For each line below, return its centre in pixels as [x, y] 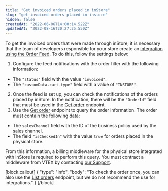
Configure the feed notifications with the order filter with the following [86, 64]
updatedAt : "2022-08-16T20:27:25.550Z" [47, 29]
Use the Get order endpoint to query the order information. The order [85, 110]
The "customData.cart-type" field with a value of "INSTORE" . [75, 85]
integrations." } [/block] [30, 183]
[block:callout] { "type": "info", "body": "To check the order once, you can [82, 172]
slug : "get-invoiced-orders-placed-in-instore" [57, 15]
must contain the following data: [46, 116]
